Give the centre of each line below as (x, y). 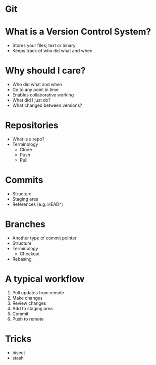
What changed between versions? (47, 105)
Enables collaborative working (43, 95)
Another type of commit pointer (44, 238)
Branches (25, 224)
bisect (19, 353)
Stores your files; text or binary (44, 46)
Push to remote (28, 319)
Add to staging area (32, 308)
